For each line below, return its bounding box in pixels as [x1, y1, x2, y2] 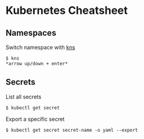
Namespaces [5, 28, 57, 38]
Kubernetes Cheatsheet [5, 4, 128, 18]
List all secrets [5, 93, 42, 100]
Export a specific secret [5, 115, 65, 123]
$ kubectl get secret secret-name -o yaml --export [5, 127, 138, 133]
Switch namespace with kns [5, 44, 76, 51]
